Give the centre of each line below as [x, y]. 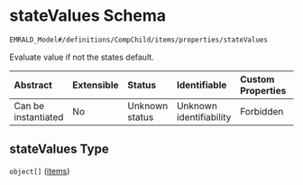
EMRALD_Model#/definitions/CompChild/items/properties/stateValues [139, 40]
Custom [257, 79]
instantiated [39, 116]
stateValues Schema [88, 16]
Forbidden [262, 111]
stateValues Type [60, 149]
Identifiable [202, 85]
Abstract [33, 85]
